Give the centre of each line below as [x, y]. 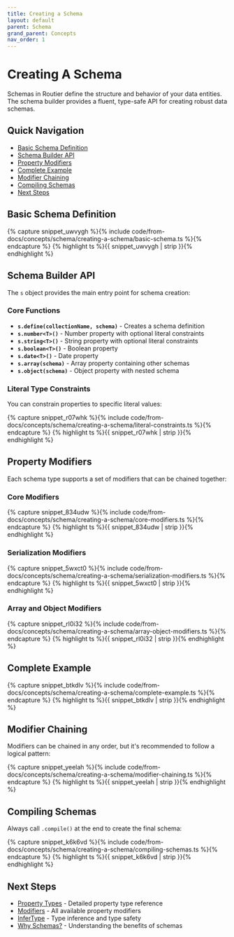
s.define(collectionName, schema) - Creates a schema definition [111, 326]
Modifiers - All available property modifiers [79, 911]
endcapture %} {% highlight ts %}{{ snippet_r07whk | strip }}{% [100, 432]
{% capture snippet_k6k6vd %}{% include [68, 842]
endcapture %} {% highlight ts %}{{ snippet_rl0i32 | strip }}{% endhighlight [116, 638]
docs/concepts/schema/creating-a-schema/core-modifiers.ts [96, 520]
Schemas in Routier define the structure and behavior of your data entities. [115, 94]
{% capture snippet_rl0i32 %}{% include [66, 624]
